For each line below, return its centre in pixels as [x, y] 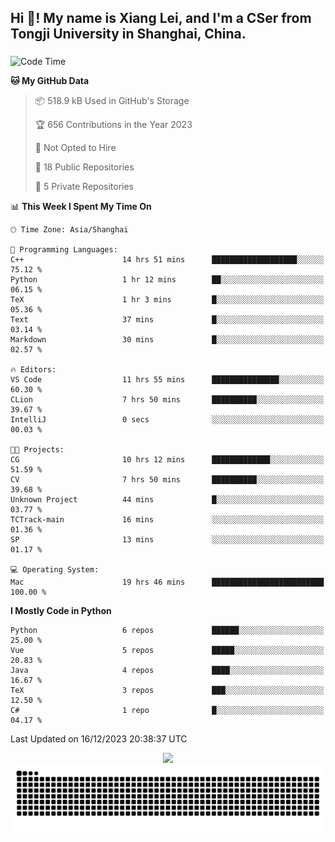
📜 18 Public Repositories [84, 167]
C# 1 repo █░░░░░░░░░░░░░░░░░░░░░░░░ [167, 711]
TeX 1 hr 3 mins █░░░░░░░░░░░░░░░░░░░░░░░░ [167, 300]
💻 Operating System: [55, 570]
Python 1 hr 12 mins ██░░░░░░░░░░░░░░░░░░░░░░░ [167, 280]
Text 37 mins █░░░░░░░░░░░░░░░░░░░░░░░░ [167, 320]
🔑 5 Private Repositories [84, 187]
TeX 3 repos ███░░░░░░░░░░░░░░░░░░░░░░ [167, 691]
